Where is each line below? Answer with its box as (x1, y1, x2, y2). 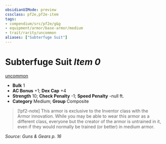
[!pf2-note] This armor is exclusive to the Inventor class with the (17, 108, 149, 114)
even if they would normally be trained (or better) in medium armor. (17, 124, 155, 130)
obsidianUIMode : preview (5, 7, 56, 12)
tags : (5, 16, 16, 21)
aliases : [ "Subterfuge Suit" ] (5, 35, 68, 40)
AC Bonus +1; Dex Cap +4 (12, 87, 66, 93)
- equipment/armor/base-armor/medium (5, 26, 83, 31)
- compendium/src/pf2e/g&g (5, 21, 61, 26)
